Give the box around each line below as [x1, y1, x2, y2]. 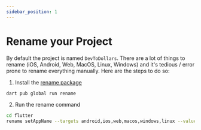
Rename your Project [6, 34, 112, 48]
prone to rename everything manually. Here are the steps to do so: [6, 67, 170, 74]
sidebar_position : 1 [6, 8, 58, 15]
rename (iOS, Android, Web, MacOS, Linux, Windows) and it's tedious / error [6, 61, 195, 68]
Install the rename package [14, 78, 82, 86]
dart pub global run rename [6, 90, 77, 96]
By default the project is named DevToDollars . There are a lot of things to [6, 55, 185, 62]
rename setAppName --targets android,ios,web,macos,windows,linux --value [6, 118, 197, 125]
